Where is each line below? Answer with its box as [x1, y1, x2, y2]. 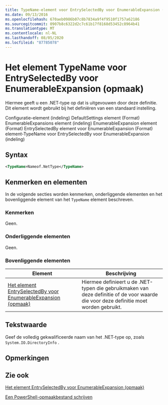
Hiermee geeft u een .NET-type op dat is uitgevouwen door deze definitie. [5, 99, 157, 106]
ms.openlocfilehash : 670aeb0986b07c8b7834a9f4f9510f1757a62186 [5, 17, 140, 22]
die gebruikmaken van [96, 285, 149, 292]
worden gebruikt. [81, 303, 122, 311]
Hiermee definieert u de [81, 278, 137, 285]
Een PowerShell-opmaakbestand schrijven [5, 394, 93, 400]
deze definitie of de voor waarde [81, 291, 158, 298]
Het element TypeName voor [5, 61, 127, 73]
